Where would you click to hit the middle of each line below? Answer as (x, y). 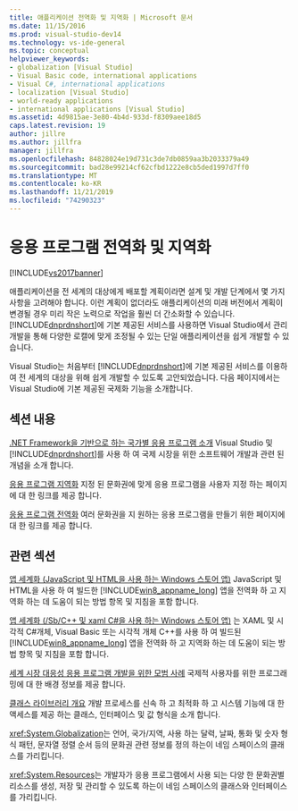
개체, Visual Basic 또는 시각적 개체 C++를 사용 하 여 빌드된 (139, 632)
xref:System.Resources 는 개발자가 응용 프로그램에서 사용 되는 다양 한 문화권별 (147, 775)
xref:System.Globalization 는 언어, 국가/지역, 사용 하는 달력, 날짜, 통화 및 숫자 (144, 733)
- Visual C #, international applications (87, 84)
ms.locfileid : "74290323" (57, 201)
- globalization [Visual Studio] (71, 68)
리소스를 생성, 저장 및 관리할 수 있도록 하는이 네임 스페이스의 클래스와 (129, 786)
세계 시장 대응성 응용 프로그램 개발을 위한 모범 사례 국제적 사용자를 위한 (133, 673)
